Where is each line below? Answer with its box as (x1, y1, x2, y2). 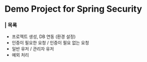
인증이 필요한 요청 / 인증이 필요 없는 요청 (11, 40, 89, 46)
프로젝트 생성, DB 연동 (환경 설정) (11, 34, 76, 40)
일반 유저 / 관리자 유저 (11, 46, 54, 52)
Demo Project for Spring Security (4, 3, 143, 15)
